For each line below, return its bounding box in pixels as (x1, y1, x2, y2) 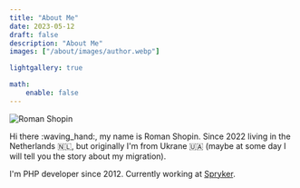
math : (9, 80, 30, 89)
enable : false (25, 88, 79, 97)
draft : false (9, 30, 59, 39)
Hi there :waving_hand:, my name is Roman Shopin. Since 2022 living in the (9, 131, 292, 142)
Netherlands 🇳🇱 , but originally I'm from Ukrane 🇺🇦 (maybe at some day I (9, 140, 286, 151)
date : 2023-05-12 (9, 22, 75, 31)
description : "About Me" (9, 38, 103, 48)
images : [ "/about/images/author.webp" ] (9, 47, 160, 56)
